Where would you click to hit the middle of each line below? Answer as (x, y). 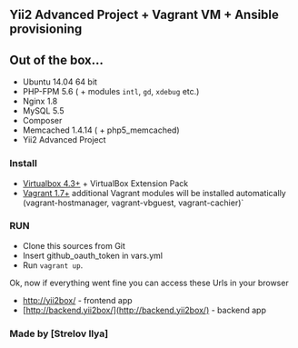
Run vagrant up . (53, 265)
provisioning (46, 30)
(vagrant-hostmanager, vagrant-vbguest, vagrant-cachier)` (133, 203)
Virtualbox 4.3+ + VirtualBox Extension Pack (105, 183)
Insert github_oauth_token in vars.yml (93, 255)
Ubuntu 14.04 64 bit (60, 82)
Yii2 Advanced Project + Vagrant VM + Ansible (144, 15)
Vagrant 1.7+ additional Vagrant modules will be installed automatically (154, 193)
